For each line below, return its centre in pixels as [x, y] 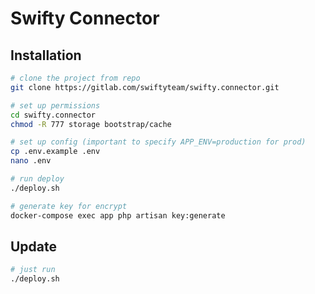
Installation [46, 55]
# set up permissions [55, 105]
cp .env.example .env [55, 152]
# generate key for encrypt [69, 206]
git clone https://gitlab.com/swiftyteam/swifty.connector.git [145, 87]
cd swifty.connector [53, 115]
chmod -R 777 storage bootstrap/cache [91, 124]
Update [34, 246]
